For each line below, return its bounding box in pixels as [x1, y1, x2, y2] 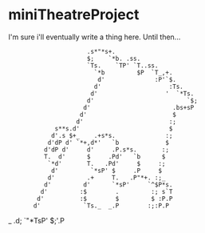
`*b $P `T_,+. [93, 68, 173, 77]
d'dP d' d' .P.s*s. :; [43, 146, 170, 154]
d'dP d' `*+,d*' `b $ [47, 139, 170, 147]
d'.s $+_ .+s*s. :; [50, 131, 173, 139]
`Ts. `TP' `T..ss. [86, 62, 159, 70]
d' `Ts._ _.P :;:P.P [33, 202, 170, 210]
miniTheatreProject [8, 6, 140, 24]
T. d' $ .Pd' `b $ [43, 152, 166, 161]
